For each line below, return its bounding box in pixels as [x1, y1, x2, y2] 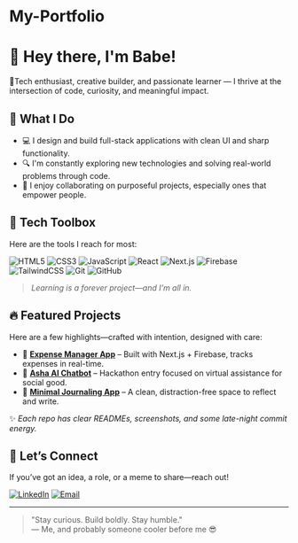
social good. [21, 376, 68, 387]
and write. [21, 396, 59, 407]
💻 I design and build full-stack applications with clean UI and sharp [21, 135, 270, 145]
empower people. [21, 189, 87, 200]
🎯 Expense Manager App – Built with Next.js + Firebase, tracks [21, 348, 254, 360]
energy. [9, 423, 37, 433]
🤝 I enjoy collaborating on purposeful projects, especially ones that [21, 180, 267, 190]
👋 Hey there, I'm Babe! [9, 47, 176, 67]
